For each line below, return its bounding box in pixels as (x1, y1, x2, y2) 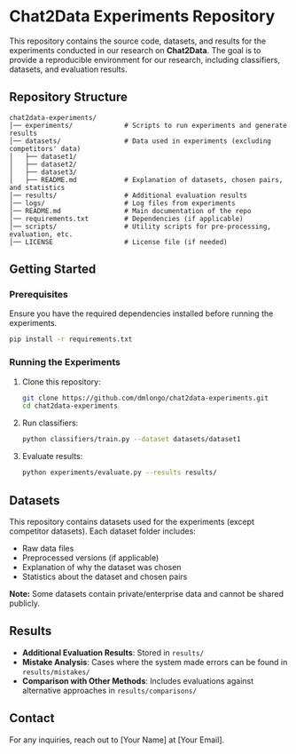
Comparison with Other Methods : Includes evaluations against (21, 675, 254, 686)
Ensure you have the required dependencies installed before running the (9, 308, 274, 319)
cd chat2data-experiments (21, 401, 118, 410)
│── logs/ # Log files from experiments (9, 198, 237, 208)
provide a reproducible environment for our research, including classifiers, (9, 54, 281, 65)
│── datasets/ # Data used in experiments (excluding (9, 136, 272, 146)
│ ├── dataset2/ (9, 160, 77, 169)
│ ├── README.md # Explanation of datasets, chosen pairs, (9, 175, 284, 184)
